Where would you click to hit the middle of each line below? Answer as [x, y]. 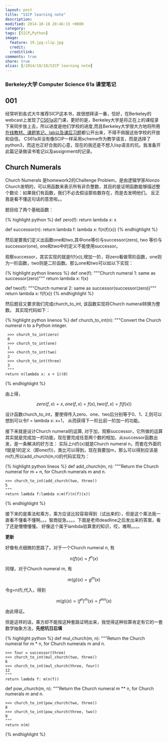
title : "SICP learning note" [35, 15]
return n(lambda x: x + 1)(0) [37, 374]
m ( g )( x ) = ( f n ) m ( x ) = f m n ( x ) [84, 600]
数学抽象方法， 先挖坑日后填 [34, 628]
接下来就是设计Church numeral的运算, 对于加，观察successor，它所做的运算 [84, 431]
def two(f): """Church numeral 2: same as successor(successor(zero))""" [81, 288]
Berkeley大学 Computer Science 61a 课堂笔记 [61, 84]
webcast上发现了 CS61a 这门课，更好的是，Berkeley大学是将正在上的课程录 [82, 120]
